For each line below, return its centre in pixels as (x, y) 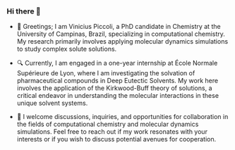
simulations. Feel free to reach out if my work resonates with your (112, 132)
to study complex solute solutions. (67, 49)
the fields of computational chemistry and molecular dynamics (108, 124)
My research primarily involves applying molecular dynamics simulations (122, 42)
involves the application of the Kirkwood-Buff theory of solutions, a (114, 88)
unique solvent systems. (52, 103)
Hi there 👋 (24, 11)
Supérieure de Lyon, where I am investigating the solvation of (106, 73)
